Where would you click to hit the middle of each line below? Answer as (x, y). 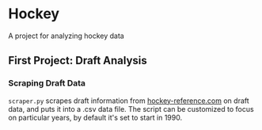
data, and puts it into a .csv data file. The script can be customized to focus (131, 109)
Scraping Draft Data (47, 83)
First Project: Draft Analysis (78, 61)
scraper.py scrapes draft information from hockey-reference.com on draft (129, 101)
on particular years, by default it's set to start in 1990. (95, 117)
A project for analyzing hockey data (66, 36)
